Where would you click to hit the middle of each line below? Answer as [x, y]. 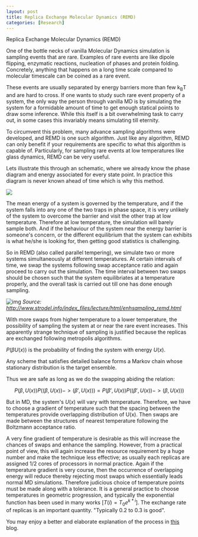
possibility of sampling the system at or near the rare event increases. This [97, 326]
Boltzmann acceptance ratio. [41, 427]
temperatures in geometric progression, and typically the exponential [90, 495]
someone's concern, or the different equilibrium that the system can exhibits [99, 235]
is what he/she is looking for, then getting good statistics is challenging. [93, 241]
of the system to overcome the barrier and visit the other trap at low [89, 216]
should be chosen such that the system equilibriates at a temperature [91, 278]
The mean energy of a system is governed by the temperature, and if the [95, 203]
